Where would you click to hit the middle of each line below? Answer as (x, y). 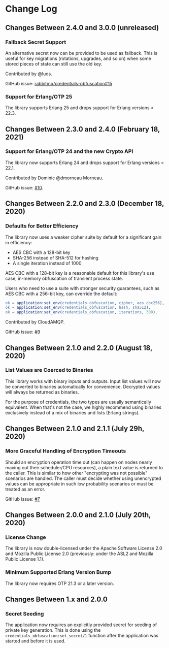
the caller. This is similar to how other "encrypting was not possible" (76, 473)
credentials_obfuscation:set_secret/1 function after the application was (82, 636)
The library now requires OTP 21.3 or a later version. (60, 583)
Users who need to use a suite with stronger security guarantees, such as (82, 288)
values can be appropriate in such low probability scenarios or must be (79, 483)
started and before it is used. (36, 641)
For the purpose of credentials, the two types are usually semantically (78, 402)
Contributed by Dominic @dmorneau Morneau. (54, 178)
